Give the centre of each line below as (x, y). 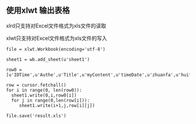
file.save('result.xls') (36, 116)
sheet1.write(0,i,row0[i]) (44, 95)
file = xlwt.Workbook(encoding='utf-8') (56, 49)
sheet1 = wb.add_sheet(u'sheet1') (48, 59)
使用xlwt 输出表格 (38, 11)
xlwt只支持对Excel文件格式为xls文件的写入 (57, 38)
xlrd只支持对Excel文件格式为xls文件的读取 (56, 26)
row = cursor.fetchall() (36, 85)
